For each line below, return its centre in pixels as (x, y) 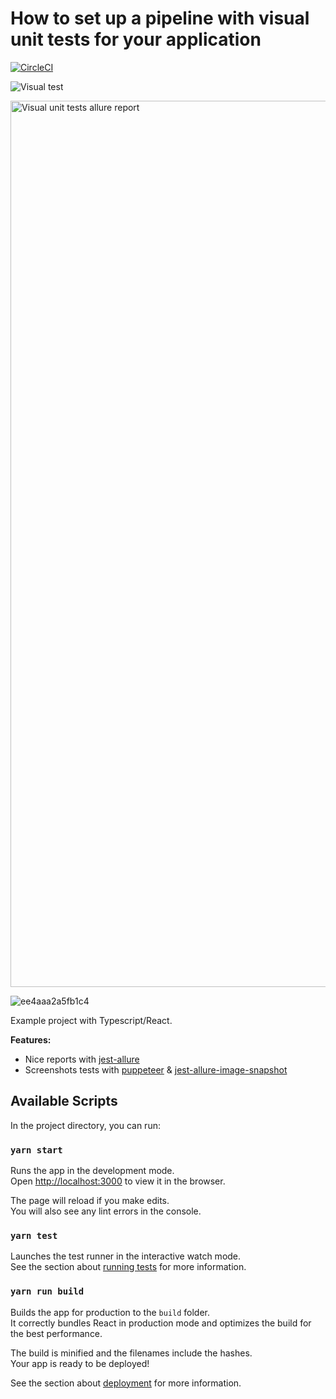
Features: (31, 1039)
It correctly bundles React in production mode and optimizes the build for (161, 1323)
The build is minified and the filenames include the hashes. (131, 1353)
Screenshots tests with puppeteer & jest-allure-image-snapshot (156, 1069)
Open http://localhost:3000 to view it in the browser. (118, 1181)
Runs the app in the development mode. (92, 1171)
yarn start (36, 1150)
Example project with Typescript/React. (91, 1020)
